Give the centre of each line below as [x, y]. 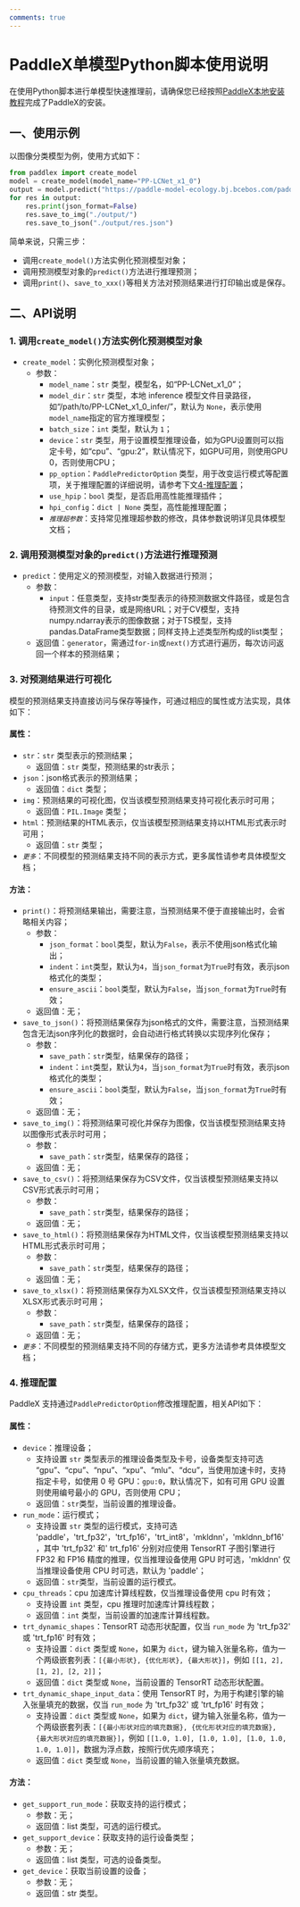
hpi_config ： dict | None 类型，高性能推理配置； [139, 507]
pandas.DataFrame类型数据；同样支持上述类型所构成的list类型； [167, 631]
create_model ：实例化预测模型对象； [89, 362]
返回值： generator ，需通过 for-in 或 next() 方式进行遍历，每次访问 [156, 643]
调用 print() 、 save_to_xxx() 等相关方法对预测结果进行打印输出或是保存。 [156, 282]
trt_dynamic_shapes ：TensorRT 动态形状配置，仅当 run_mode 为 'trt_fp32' [156, 1626]
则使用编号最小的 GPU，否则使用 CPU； [109, 1492]
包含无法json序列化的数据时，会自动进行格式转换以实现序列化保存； [147, 1033]
